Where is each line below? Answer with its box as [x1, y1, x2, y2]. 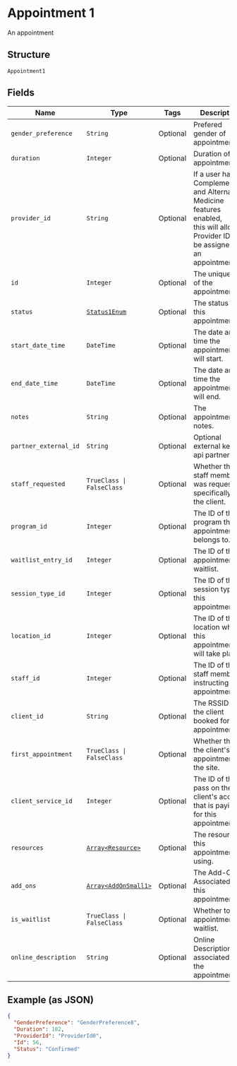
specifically [193, 487, 231, 497]
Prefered [193, 119, 222, 129]
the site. [193, 762, 220, 772]
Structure [7, 49, 51, 61]
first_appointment [11, 750, 73, 758]
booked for [193, 716, 230, 726]
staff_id [11, 674, 40, 682]
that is [193, 800, 214, 810]
